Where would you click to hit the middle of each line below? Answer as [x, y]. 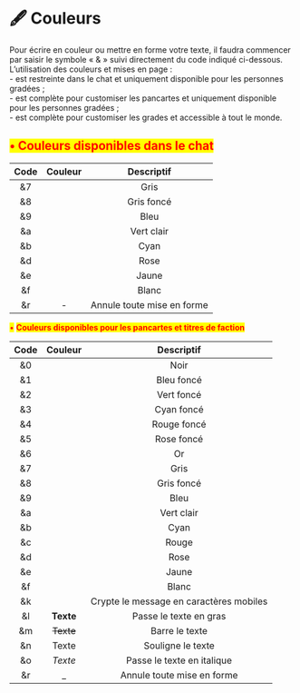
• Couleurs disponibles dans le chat [112, 146]
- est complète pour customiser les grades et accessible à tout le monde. [146, 117]
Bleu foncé [179, 380]
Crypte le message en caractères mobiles [179, 601]
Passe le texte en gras [179, 616]
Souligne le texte [179, 645]
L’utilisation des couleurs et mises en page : [91, 69]
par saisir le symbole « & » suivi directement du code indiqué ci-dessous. [146, 59]
